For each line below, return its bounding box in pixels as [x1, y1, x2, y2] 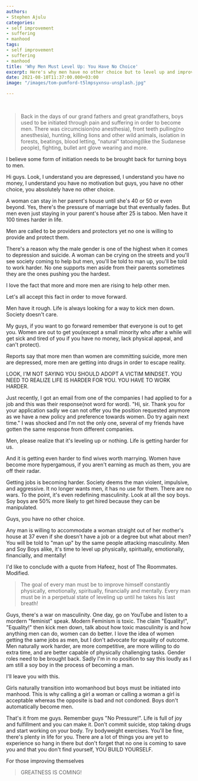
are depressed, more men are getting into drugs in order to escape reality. [6, 359, 186, 366]
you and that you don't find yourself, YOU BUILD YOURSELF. [6, 746, 153, 753]
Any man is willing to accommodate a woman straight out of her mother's [6, 527, 184, 534]
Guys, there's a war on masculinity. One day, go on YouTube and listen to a [6, 612, 188, 618]
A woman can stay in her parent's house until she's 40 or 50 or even [6, 197, 173, 204]
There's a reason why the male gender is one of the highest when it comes [6, 246, 188, 252]
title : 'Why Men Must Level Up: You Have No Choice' [6, 63, 138, 70]
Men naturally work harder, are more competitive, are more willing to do [6, 643, 180, 649]
